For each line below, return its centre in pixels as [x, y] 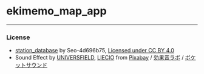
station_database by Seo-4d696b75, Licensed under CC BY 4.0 [95, 51]
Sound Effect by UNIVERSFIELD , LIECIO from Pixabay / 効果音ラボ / [99, 58]
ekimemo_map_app [57, 11]
